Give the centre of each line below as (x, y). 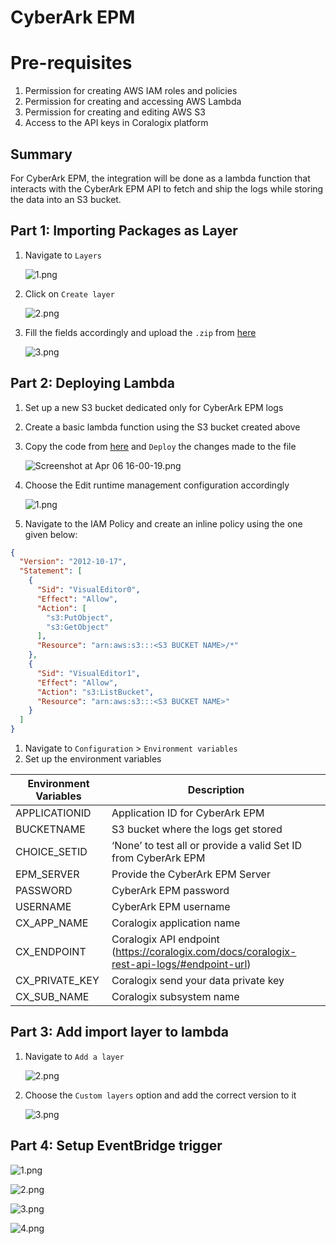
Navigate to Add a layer (74, 1056)
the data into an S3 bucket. (66, 199)
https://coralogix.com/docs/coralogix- (206, 952)
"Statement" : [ (51, 571)
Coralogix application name (176, 923)
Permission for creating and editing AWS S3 (115, 112)
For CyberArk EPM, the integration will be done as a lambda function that (160, 178)
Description (216, 790)
